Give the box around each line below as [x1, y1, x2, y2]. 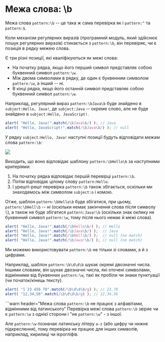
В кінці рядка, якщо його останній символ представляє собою [12, 85, 144, 91]
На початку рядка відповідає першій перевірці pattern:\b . [12, 173, 136, 179]
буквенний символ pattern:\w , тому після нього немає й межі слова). [5, 214, 153, 220]
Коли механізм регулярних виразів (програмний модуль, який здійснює [5, 35, 158, 41]
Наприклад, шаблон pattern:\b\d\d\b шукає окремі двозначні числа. [5, 262, 151, 268]
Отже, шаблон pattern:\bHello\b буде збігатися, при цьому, [5, 198, 132, 204]
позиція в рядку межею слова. [5, 45, 70, 51]
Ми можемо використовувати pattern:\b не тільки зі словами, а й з [5, 247, 148, 253]
